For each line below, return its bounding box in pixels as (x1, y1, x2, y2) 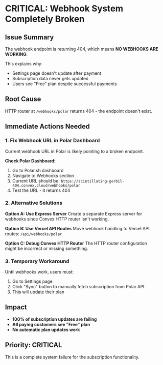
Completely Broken (5, 13, 85, 25)
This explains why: (5, 61, 43, 66)
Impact (5, 303, 27, 311)
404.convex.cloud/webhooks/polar (12, 183, 81, 188)
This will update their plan (12, 289, 65, 295)
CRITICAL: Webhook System (5, 3, 123, 14)
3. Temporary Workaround (5, 258, 70, 265)
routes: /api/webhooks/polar (5, 231, 62, 237)
